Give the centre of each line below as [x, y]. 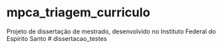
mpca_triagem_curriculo [78, 13]
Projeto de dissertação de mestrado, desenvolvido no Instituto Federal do [111, 31]
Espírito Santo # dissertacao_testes [57, 38]
